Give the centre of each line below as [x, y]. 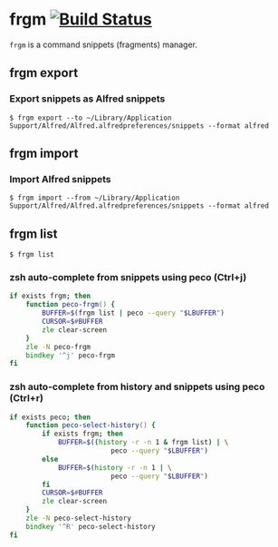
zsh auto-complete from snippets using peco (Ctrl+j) [128, 278]
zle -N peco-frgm [58, 347]
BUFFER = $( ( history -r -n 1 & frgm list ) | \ [143, 443]
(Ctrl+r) [26, 398]
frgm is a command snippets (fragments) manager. [103, 44]
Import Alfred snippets [60, 179]
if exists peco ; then [50, 417]
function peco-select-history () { [91, 425]
